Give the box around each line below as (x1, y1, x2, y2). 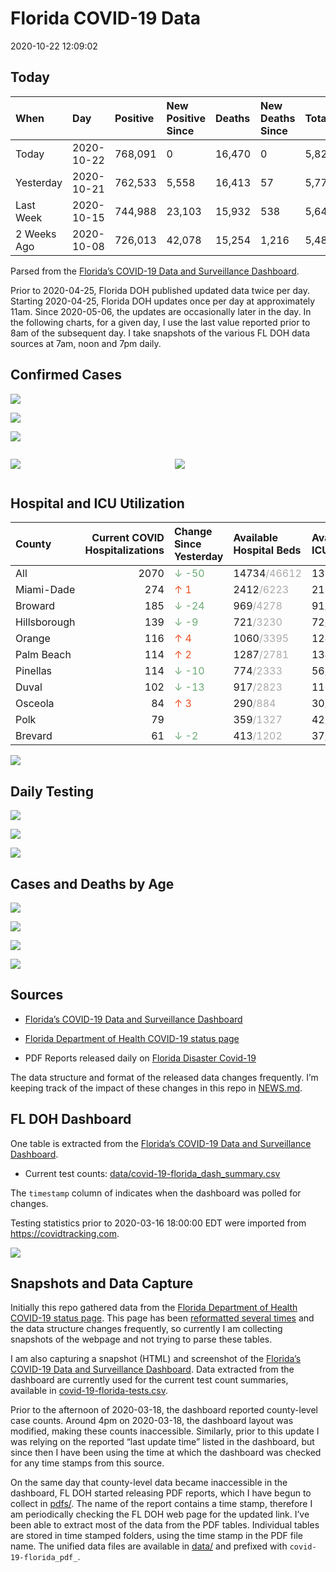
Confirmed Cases (10, 367, 123, 384)
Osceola (15, 697, 55, 711)
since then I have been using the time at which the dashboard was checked (10, 1447, 322, 1459)
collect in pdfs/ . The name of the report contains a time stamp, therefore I (10, 1498, 313, 1510)
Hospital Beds (233, 543, 302, 557)
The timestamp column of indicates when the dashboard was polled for (10, 1187, 302, 1199)
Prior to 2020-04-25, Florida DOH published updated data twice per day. (10, 284, 310, 296)
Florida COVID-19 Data (10, 7, 202, 30)
